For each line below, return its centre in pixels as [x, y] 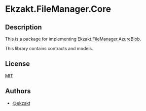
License [18, 64]
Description [23, 27]
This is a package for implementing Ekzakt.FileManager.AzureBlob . [73, 39]
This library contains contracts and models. [49, 48]
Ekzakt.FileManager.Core [58, 9]
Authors [18, 91]
